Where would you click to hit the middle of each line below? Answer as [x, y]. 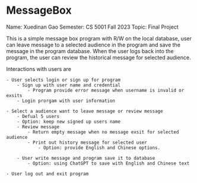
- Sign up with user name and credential [69, 85]
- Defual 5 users [38, 116]
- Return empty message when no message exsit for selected [103, 132]
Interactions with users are [39, 69]
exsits [14, 95]
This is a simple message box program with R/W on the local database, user [99, 38]
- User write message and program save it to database [86, 158]
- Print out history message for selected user [87, 142]
